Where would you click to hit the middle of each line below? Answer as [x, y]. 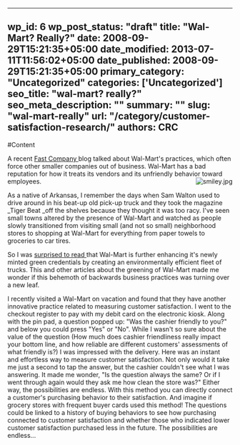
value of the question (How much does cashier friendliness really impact [114, 336]
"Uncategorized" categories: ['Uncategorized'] [115, 83]
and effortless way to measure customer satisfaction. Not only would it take [119, 359]
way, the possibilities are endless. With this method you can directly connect [120, 389]
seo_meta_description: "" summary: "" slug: [109, 105]
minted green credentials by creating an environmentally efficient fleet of [115, 262]
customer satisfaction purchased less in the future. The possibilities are [112, 427]
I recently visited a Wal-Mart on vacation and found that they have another [117, 299]
